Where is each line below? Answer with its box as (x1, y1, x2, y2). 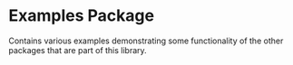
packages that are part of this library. (8, 44, 147, 55)
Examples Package (8, 5, 155, 26)
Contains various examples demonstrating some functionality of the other (8, 35, 284, 46)
